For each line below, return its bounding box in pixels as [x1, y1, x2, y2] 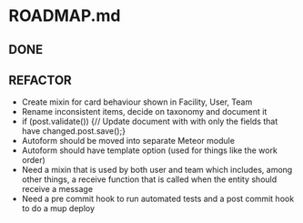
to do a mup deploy [21, 203, 96, 214]
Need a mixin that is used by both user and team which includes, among [21, 165, 293, 176]
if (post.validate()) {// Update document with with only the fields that [21, 116, 278, 127]
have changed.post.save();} [21, 126, 126, 137]
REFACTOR [8, 72, 72, 87]
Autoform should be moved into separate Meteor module [21, 136, 236, 147]
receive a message [21, 184, 93, 195]
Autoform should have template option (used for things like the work [21, 145, 278, 156]
